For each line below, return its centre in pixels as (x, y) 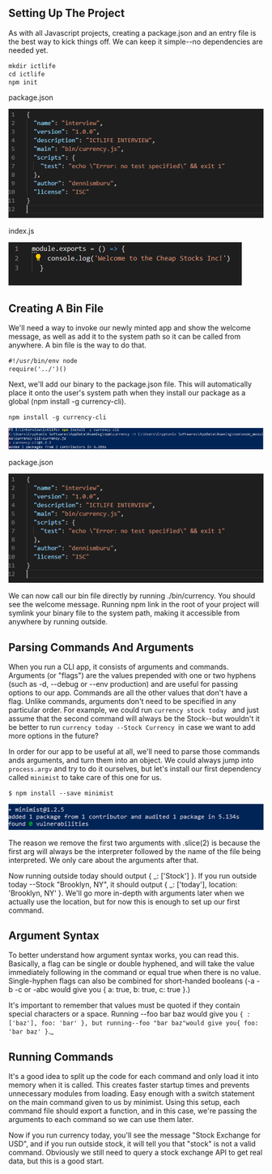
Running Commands (61, 1057)
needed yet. (28, 50)
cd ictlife (27, 74)
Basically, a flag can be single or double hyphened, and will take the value (132, 964)
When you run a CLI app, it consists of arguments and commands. (119, 667)
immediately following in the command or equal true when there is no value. (135, 973)
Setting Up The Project (67, 13)
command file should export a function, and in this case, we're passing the (133, 1111)
